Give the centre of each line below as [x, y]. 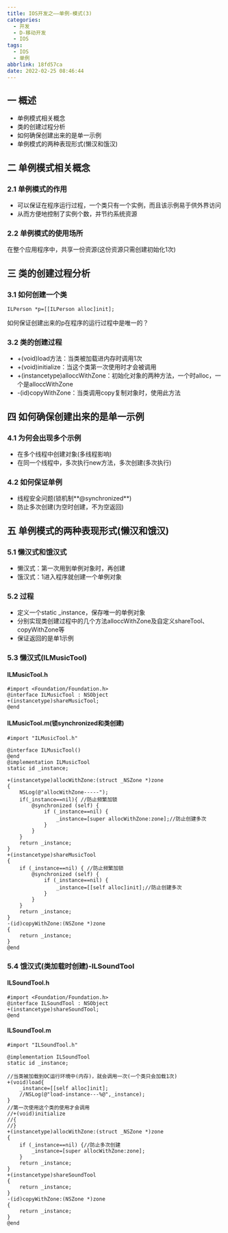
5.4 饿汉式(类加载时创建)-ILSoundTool [71, 966]
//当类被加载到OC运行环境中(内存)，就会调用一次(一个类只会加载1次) [92, 1076]
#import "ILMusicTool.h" [42, 738]
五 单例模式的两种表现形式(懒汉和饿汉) [88, 530]
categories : [24, 20]
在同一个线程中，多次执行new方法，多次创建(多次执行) [94, 462]
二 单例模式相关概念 [49, 168]
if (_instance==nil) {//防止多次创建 [70, 1145]
